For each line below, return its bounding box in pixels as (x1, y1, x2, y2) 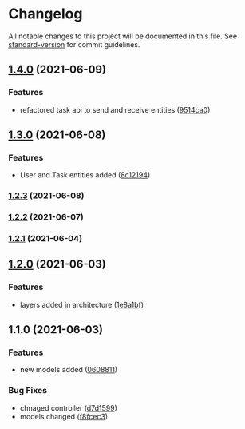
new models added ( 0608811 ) (19, 365, 118, 375)
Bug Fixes (8, 385, 48, 396)
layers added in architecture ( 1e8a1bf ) (19, 300, 144, 309)
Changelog (8, 5, 83, 23)
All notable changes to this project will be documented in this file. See (8, 31, 238, 41)
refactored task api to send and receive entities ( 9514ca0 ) (19, 105, 211, 114)
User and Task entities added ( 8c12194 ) (19, 170, 151, 180)
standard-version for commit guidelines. (8, 39, 140, 49)
